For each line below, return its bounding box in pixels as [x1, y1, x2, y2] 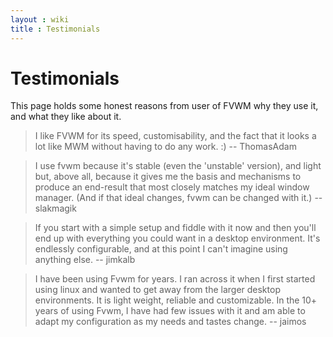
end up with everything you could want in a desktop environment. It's [34, 232, 321, 245]
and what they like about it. [10, 111, 122, 123]
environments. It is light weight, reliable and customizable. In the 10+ [34, 294, 318, 306]
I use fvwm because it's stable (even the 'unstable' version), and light [34, 160, 322, 172]
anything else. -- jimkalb [34, 254, 136, 266]
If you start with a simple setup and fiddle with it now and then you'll [34, 222, 317, 234]
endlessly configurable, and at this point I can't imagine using [34, 243, 288, 255]
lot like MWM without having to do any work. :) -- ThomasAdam [34, 141, 297, 153]
